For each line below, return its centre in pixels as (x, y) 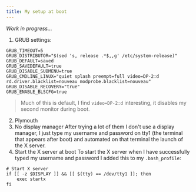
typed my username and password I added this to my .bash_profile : (98, 158)
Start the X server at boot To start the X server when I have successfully (102, 151)
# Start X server (27, 168)
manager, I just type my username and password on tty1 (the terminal (99, 133)
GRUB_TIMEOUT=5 (25, 51)
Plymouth (26, 120)
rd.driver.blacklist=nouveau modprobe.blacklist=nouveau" (79, 81)
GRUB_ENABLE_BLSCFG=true (36, 92)
